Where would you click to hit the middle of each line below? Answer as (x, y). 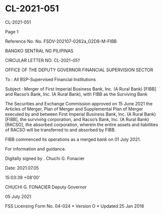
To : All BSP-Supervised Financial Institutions (51, 79)
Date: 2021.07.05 (22, 168)
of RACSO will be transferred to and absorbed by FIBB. (61, 130)
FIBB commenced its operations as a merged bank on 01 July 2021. (73, 139)
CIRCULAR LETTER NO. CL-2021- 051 (42, 60)
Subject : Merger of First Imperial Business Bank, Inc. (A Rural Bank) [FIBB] (81, 89)
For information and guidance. (36, 149)
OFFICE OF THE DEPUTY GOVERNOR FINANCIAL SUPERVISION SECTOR (79, 70)
